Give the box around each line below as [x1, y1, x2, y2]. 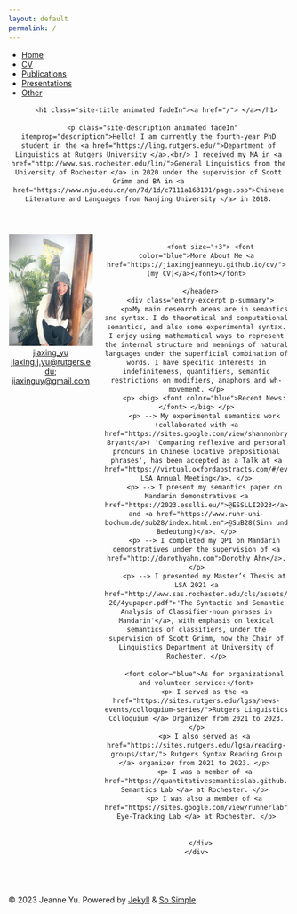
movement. [168, 384, 205, 393]
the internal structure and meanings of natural [104, 340, 288, 349]
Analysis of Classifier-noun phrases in [120, 607, 273, 616]
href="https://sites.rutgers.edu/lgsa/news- [112, 696, 281, 705]
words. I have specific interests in [126, 358, 267, 367]
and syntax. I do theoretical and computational [104, 313, 288, 322]
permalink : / [8, 23, 57, 33]
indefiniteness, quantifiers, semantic [122, 367, 270, 376]
